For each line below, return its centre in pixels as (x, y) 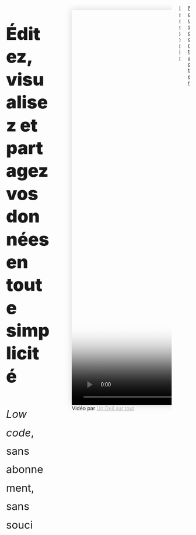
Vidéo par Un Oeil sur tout (103, 408)
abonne (25, 469)
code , (20, 433)
